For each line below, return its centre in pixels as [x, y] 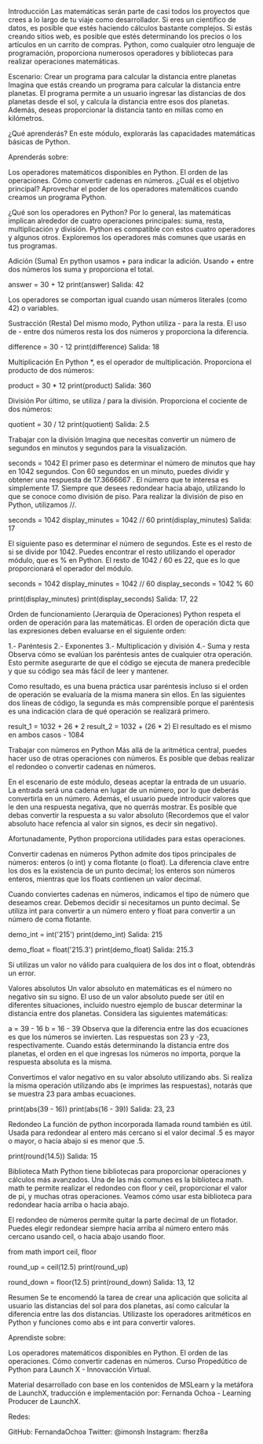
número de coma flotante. [50, 919]
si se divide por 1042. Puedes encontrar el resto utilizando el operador [122, 552]
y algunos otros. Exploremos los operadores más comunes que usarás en [127, 237]
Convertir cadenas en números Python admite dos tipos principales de [122, 854]
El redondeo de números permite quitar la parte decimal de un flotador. [123, 1220]
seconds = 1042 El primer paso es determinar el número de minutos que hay [132, 463]
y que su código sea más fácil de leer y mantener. [89, 671]
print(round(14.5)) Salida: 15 [53, 1156]
